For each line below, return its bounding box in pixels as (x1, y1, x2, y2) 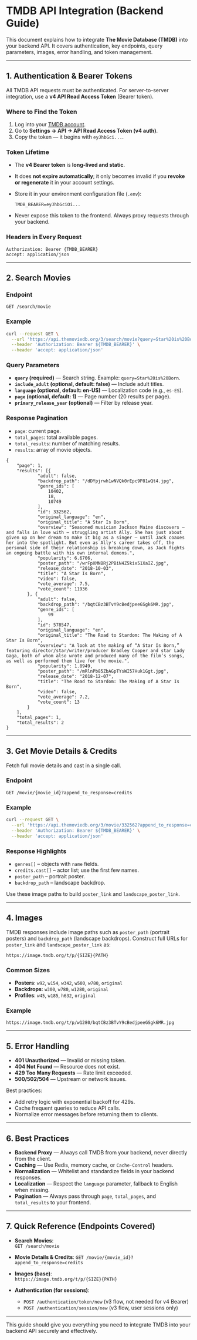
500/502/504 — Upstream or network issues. (14, 1076, 127, 1083)
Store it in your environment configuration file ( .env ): (14, 190, 142, 197)
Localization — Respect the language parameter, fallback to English (14, 1180, 178, 1187)
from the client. (14, 1155, 52, 1162)
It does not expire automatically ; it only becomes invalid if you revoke (14, 173, 185, 180)
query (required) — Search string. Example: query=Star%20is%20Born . (14, 374, 181, 381)
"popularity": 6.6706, (37, 555, 93, 561)
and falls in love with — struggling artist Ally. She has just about (6, 529, 182, 535)
